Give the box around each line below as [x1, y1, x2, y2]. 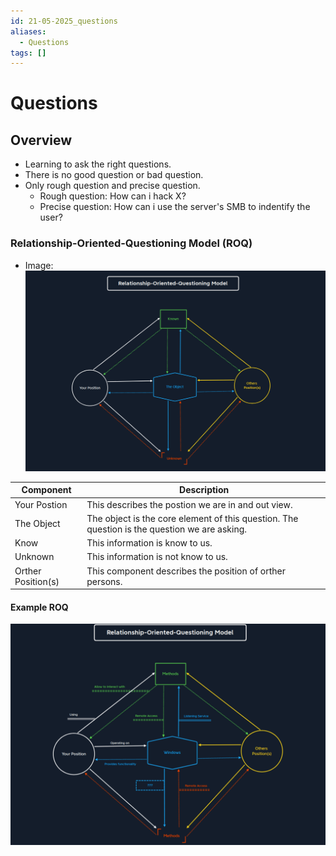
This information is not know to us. [86, 551, 228, 563]
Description [179, 484, 230, 496]
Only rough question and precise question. [24, 180, 201, 192]
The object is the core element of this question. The [86, 512, 299, 524]
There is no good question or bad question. [24, 169, 204, 181]
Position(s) [14, 575, 60, 587]
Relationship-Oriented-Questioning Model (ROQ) [10, 236, 253, 250]
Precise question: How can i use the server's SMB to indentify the [39, 201, 311, 213]
